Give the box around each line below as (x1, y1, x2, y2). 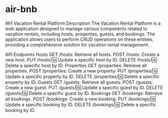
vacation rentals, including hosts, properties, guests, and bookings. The (5, 31, 155, 37)
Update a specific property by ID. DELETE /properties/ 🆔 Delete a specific (5, 73, 160, 79)
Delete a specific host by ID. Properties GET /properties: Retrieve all (5, 62, 147, 69)
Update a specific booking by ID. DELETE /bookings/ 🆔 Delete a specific (5, 101, 156, 107)
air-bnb (5, 4, 38, 15)
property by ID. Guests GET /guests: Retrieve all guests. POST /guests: (5, 79, 153, 85)
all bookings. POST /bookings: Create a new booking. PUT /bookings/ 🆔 (5, 96, 156, 102)
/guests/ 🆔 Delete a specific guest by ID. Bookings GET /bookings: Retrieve (5, 90, 162, 96)
